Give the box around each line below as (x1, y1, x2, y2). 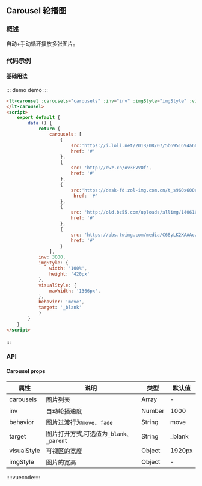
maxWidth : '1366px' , (49, 288, 101, 294)
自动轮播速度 (46, 407, 82, 415)
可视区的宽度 (46, 446, 82, 455)
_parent (46, 437, 68, 444)
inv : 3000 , (38, 254, 66, 260)
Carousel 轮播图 (6, 5, 67, 16)
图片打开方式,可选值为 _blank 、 (46, 429, 133, 437)
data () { (28, 120, 52, 126)
